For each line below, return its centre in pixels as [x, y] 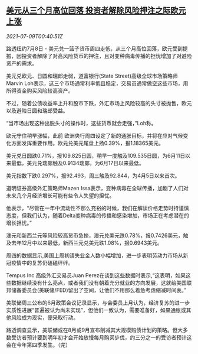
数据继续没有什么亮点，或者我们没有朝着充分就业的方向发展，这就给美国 [99, 282]
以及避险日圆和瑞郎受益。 [37, 111]
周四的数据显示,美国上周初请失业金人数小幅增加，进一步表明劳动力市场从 [95, 255]
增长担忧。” [19, 223]
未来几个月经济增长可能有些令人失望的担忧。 [60, 195]
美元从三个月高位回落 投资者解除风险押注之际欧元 [96, 11]
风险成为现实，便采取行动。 [44, 317]
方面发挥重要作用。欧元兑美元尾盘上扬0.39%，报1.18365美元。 [87, 143]
